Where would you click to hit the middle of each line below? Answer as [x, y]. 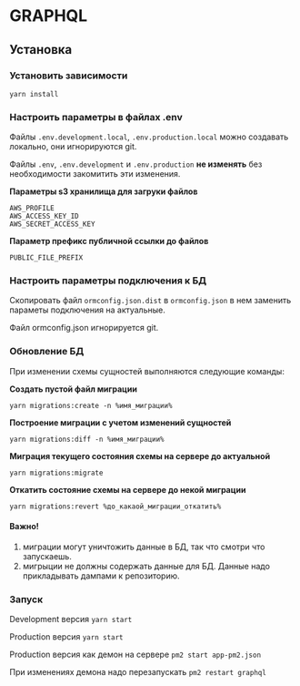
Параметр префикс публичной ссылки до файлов [109, 241]
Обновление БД [47, 352]
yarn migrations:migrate [56, 473]
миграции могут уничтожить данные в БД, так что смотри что [144, 547]
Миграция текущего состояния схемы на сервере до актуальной [140, 456]
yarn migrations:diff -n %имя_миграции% [87, 439]
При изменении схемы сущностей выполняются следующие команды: [147, 371]
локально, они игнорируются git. [73, 147]
